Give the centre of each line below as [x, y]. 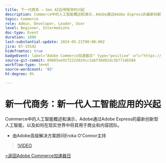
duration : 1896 [21, 38]
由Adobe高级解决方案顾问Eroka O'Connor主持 [59, 135]
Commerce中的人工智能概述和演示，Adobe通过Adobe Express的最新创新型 [82, 119]
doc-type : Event [22, 33]
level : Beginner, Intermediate [37, 28]
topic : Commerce [22, 19]
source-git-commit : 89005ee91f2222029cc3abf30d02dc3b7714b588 [70, 60]
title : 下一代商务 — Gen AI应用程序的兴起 [45, 10]
